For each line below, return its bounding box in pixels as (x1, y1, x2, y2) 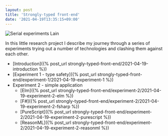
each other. (5, 51, 29, 57)
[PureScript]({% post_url (20, 109, 72, 115)
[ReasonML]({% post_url (20, 119, 72, 126)
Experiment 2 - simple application (12, 82, 83, 88)
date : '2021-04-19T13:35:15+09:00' (5, 17, 80, 22)
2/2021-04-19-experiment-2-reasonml (20, 125, 100, 131)
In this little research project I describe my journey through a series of (5, 40, 150, 46)
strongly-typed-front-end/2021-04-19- (68, 61, 149, 67)
